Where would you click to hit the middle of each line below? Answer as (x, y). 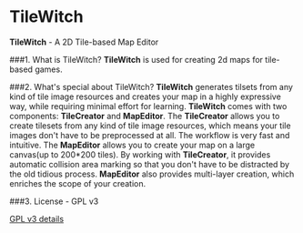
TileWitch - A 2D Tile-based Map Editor (84, 42)
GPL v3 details (37, 218)
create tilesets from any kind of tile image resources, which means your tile (150, 126)
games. (49, 69)
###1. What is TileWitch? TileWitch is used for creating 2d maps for (136, 59)
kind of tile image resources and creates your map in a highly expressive (146, 96)
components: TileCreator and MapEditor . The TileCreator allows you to (145, 116)
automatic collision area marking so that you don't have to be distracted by (149, 164)
